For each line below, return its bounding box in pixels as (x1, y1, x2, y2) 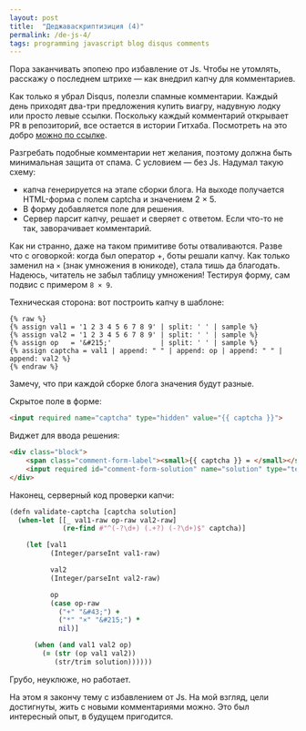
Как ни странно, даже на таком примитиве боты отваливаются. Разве (9, 240, 283, 251)
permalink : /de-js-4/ (9, 30, 92, 39)
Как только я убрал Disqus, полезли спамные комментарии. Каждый (9, 91, 278, 102)
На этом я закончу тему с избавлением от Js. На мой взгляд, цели (9, 691, 270, 702)
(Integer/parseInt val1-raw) (49, 549, 161, 558)
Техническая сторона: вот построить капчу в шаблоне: (9, 297, 225, 308)
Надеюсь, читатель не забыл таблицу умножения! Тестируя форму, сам (9, 269, 291, 280)
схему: (9, 167, 36, 178)
